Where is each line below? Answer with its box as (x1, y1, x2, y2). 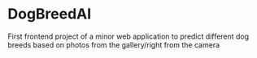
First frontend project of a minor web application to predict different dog (7, 31, 250, 41)
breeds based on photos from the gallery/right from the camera (7, 39, 220, 49)
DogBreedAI (7, 5, 92, 23)
